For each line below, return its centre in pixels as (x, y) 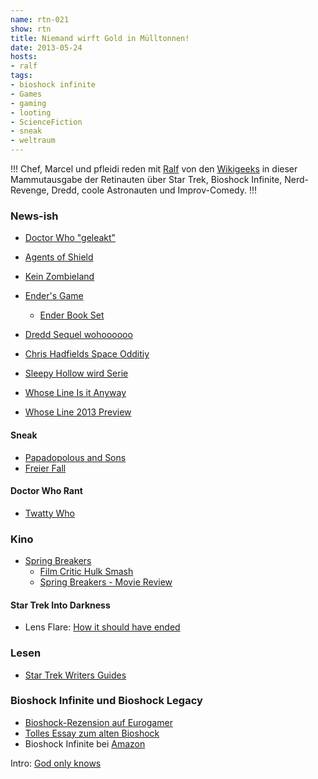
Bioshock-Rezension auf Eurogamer (98, 722)
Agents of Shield (59, 257)
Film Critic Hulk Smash (86, 571)
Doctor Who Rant (46, 491)
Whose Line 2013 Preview (78, 412)
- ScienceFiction (46, 122)
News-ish (34, 216)
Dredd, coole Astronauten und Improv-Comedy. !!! (154, 190)
